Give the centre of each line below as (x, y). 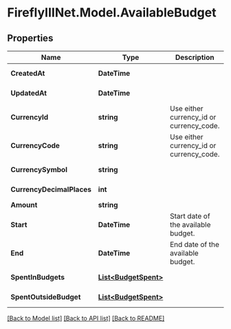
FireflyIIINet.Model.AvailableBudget (112, 13)
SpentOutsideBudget (46, 297)
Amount (24, 205)
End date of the (195, 244)
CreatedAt (28, 73)
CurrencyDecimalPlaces (51, 189)
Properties (30, 38)
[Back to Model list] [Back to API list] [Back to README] (86, 318)
